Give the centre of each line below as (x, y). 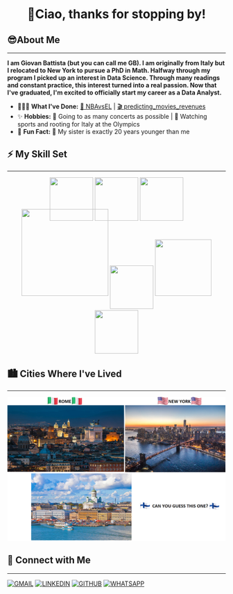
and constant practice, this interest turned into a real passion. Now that (112, 85)
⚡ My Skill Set (37, 155)
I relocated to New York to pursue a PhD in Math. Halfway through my (109, 70)
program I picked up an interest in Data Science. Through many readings (114, 78)
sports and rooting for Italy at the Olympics (78, 124)
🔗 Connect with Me (49, 560)
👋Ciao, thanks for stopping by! (116, 14)
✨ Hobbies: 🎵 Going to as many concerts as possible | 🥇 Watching (112, 116)
